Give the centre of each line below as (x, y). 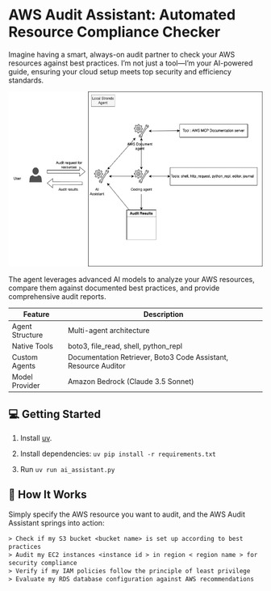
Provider (26, 386)
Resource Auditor (96, 366)
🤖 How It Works (48, 495)
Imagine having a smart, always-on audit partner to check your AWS (122, 54)
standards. (26, 80)
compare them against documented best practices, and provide (114, 288)
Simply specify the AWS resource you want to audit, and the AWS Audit (127, 514)
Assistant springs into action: (56, 522)
